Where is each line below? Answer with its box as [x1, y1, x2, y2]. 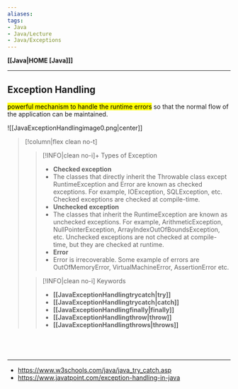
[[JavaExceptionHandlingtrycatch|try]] [52, 290, 171, 299]
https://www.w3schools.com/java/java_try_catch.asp [17, 366, 172, 375]
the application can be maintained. [7, 109, 108, 118]
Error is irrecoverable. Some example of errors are [52, 255, 200, 263]
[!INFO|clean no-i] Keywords [42, 276, 126, 285]
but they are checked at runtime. [69, 240, 164, 248]
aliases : [7, 10, 33, 18]
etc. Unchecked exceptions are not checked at [52, 232, 190, 241]
